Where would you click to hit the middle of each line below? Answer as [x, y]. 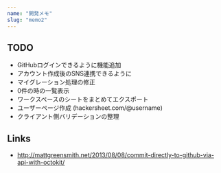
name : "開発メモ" [30, 13]
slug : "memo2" [27, 20]
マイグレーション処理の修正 [56, 82]
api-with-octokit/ [41, 163]
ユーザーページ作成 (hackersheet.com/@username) [90, 108]
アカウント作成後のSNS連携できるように [74, 73]
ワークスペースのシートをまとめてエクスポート [83, 100]
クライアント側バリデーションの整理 [68, 117]
